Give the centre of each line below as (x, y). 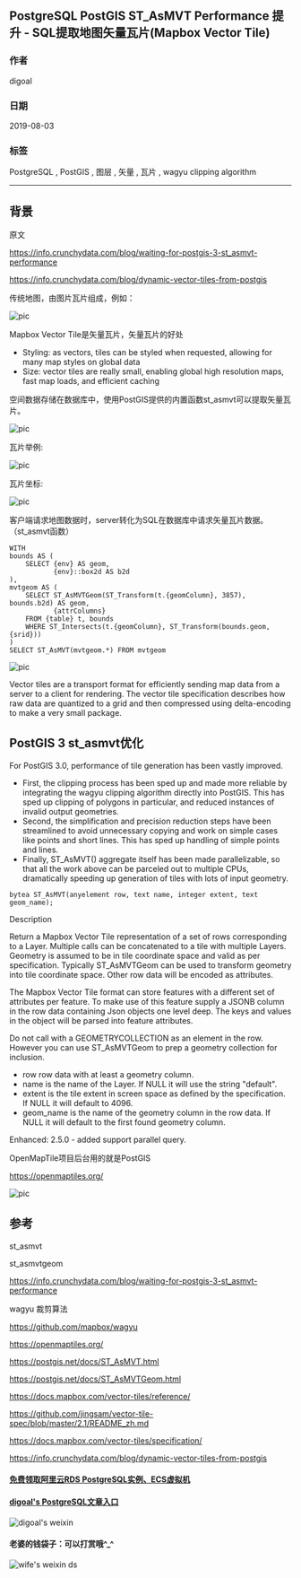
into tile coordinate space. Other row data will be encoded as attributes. (142, 974)
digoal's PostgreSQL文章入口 (64, 1502)
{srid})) (26, 635)
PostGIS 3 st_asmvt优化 (77, 743)
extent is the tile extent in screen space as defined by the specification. (154, 1094)
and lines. (40, 850)
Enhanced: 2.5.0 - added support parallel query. (98, 1139)
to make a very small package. (66, 713)
